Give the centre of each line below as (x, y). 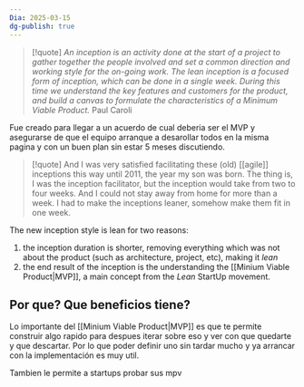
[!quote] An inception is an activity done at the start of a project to (156, 52)
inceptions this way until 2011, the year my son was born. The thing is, (162, 174)
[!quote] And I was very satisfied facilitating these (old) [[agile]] (150, 164)
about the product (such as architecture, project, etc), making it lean (150, 257)
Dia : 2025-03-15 (40, 18)
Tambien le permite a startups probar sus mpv (96, 373)
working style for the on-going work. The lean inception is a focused (160, 71)
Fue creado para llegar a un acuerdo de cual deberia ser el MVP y (132, 127)
